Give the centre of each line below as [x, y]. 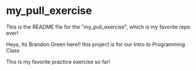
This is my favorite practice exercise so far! [58, 62]
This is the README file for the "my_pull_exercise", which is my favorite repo [98, 27]
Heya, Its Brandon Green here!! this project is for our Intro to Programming [96, 44]
